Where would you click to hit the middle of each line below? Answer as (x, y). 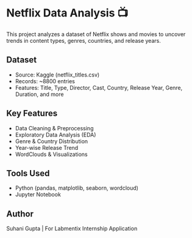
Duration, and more (39, 94)
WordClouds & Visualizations (52, 154)
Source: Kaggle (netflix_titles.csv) (57, 75)
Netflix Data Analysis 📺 (67, 13)
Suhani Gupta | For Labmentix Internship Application (72, 229)
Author (20, 214)
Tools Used (28, 173)
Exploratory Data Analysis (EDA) (55, 135)
